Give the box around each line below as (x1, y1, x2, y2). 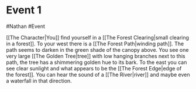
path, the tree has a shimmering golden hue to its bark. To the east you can (6, 59, 187, 66)
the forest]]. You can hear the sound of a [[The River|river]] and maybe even (6, 71, 190, 78)
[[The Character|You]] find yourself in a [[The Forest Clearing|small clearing (6, 34, 189, 41)
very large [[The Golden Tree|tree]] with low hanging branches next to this (6, 52, 185, 59)
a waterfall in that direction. (6, 77, 72, 84)
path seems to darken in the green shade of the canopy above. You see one (6, 46, 189, 53)
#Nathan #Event (6, 23, 46, 30)
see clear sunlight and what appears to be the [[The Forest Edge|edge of (6, 65, 182, 72)
